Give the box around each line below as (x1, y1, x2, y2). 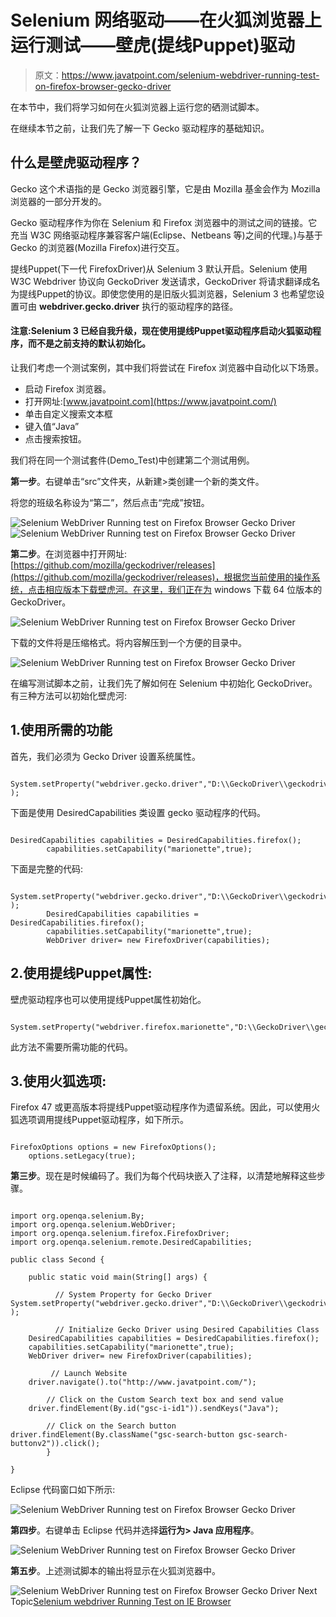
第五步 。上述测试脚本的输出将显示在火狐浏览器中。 (10, 1565, 221, 1577)
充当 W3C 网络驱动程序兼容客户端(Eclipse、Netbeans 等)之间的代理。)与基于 (10, 229, 323, 241)
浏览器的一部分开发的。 (10, 195, 107, 207)
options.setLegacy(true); (28, 1151, 137, 1161)
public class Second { (10, 1255, 105, 1265)
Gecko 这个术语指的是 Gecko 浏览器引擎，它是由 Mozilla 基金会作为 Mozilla (10, 182, 321, 195)
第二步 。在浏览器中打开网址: (10, 547, 128, 560)
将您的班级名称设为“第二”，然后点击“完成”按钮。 (10, 496, 210, 508)
